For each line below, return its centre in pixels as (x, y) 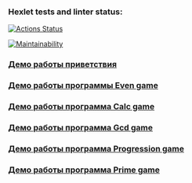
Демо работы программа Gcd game (81, 127)
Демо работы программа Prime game (84, 170)
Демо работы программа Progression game (96, 148)
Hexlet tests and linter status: (65, 12)
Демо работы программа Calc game (82, 107)
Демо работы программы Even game (83, 86)
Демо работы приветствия (63, 64)
